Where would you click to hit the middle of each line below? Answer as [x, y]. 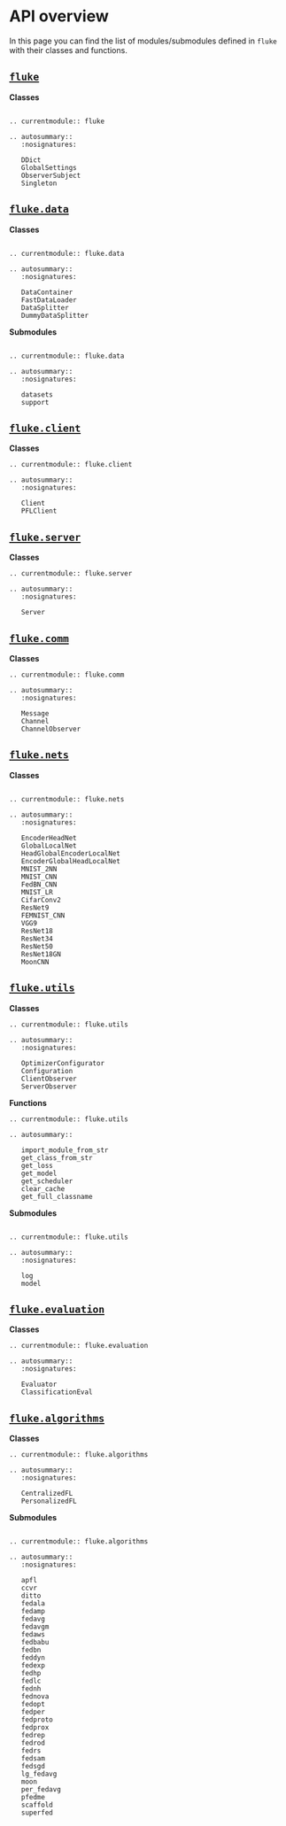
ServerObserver [49, 1087]
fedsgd [33, 1767]
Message [35, 714]
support [35, 402]
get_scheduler [47, 1181]
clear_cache [43, 1188]
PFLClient [39, 511]
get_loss [37, 1165]
